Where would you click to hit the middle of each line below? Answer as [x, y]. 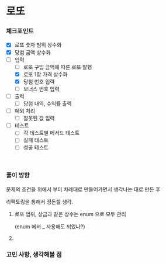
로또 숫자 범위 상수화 [38, 45]
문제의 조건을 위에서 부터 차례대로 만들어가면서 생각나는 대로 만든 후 [83, 189]
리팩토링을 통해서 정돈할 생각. [40, 202]
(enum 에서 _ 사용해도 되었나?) [50, 226]
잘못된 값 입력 [39, 118]
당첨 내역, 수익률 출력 [47, 103]
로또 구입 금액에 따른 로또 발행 [58, 67]
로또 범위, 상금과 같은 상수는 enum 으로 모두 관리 [70, 214]
